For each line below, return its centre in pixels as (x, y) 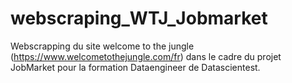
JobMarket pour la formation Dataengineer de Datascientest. (135, 67)
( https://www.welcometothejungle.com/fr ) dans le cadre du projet (146, 56)
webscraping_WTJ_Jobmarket (139, 18)
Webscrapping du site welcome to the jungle (102, 46)
